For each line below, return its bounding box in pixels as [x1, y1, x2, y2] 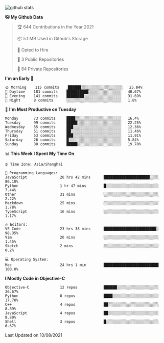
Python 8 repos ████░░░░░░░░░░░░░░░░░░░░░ [5, 293, 159, 298]
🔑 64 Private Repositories [17, 66, 69, 72]
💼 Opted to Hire [17, 47, 49, 53]
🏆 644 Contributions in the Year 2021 [17, 24, 94, 29]
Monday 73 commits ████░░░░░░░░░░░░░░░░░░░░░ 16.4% [5, 116, 139, 121]
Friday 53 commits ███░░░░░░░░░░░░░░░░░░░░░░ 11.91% [5, 133, 141, 138]
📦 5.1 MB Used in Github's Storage [17, 36, 88, 41]
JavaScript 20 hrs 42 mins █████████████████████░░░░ [5, 175, 159, 180]
